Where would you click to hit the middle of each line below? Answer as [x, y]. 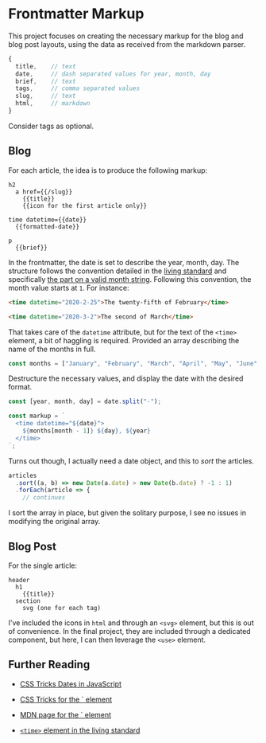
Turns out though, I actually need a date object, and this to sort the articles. [131, 461]
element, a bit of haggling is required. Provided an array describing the [124, 340]
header [19, 580]
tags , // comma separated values [78, 88]
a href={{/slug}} [44, 192]
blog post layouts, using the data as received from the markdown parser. [127, 44]
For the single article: [43, 565]
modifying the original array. [54, 522]
